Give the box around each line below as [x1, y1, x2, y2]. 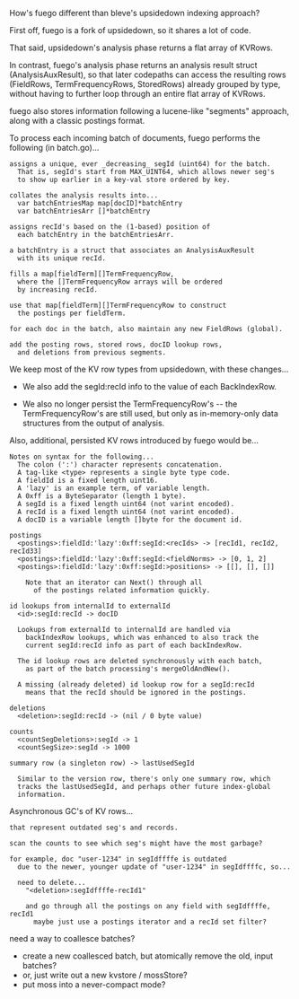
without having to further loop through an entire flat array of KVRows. [9, 89, 266, 99]
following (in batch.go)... [9, 143, 100, 153]
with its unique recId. [17, 254, 106, 263]
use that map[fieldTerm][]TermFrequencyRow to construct [9, 301, 227, 310]
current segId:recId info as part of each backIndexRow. [25, 641, 243, 650]
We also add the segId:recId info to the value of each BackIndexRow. [22, 381, 277, 391]
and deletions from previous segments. [17, 348, 167, 357]
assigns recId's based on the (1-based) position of [9, 223, 211, 232]
